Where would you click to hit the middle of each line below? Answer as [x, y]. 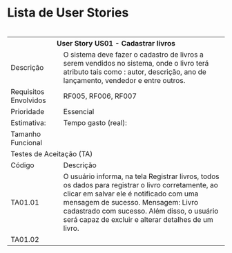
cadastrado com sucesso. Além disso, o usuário [141, 211]
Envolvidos [28, 100]
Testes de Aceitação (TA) [52, 154]
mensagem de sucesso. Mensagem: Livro [131, 203]
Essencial [79, 112]
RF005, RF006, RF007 [100, 96]
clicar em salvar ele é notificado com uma [131, 194]
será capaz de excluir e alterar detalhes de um [138, 220]
